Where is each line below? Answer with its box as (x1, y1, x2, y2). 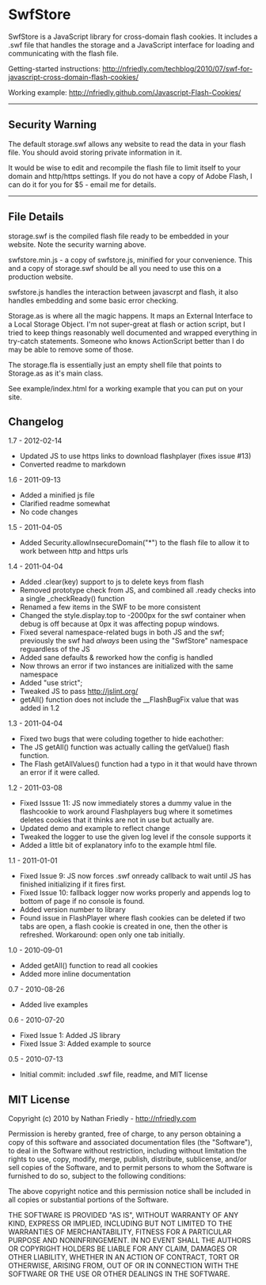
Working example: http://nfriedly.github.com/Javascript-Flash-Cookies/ (8, 87, 241, 97)
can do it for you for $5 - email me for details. (8, 180, 157, 189)
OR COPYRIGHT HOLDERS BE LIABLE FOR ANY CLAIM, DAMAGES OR (8, 1244, 237, 1253)
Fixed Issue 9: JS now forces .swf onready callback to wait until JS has (19, 871, 252, 881)
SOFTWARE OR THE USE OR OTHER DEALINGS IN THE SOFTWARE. (8, 1269, 230, 1279)
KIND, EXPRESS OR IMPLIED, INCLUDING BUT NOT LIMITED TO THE (8, 1218, 233, 1229)
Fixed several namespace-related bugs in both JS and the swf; (19, 627, 225, 637)
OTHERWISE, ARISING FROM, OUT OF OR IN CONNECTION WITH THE (8, 1261, 239, 1271)
